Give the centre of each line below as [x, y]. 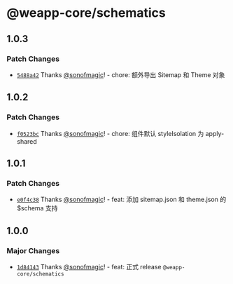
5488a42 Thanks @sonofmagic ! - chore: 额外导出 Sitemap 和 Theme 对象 [121, 74]
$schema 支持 [37, 208]
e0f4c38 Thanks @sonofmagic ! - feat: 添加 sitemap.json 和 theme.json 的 [121, 200]
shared [27, 141]
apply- [215, 133]
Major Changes [33, 250]
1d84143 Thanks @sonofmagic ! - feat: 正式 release [89, 266]
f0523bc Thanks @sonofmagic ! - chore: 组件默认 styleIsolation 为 [110, 133]
